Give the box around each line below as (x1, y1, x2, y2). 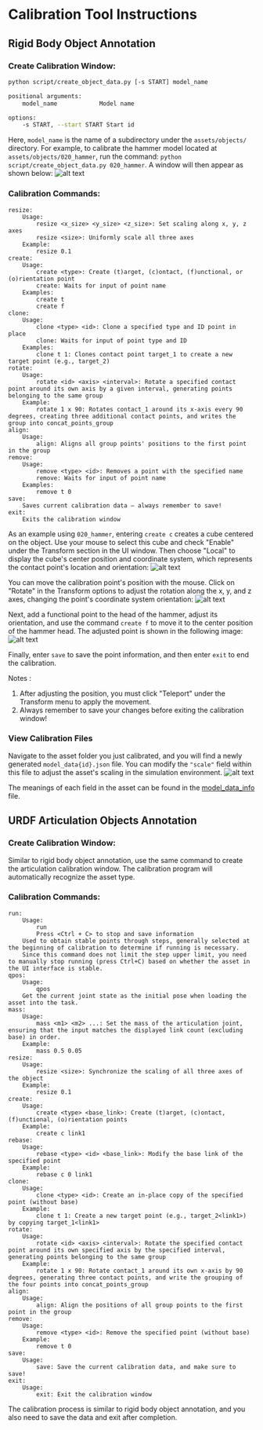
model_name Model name (22, 100, 135, 108)
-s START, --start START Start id (22, 121, 135, 129)
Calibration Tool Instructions (8, 5, 197, 24)
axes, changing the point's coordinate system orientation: (8, 594, 194, 604)
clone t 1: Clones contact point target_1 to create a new (36, 350, 233, 358)
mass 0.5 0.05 (36, 1047, 82, 1055)
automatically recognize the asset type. (8, 872, 135, 881)
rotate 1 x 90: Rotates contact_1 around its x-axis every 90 (36, 405, 243, 413)
